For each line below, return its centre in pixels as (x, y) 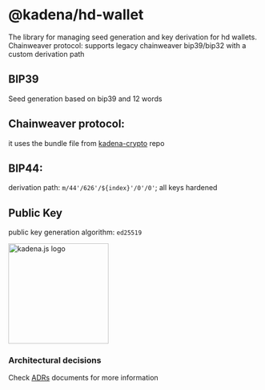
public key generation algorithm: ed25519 (75, 232)
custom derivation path (46, 54)
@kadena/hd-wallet (76, 15)
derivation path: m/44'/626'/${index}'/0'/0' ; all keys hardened (113, 188)
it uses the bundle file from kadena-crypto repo (86, 143)
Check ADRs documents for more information (83, 378)
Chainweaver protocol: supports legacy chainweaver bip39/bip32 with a (127, 45)
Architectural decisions (55, 360)
